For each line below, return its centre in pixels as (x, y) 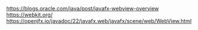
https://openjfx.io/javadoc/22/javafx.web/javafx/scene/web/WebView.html (99, 21)
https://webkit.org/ (30, 15)
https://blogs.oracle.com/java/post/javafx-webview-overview (83, 9)
